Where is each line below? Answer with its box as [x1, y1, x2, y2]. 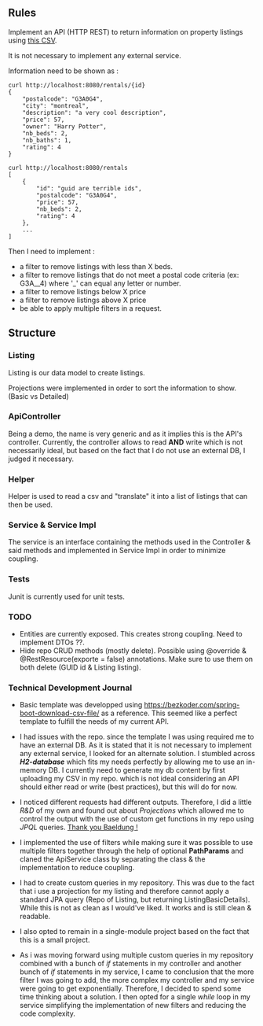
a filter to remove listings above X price [19, 295, 147, 304]
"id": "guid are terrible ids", [36, 184, 143, 192]
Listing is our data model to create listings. [8, 367, 145, 377]
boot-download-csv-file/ [19, 708, 100, 718]
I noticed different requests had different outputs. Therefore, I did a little [19, 798, 253, 807]
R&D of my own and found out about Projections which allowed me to [19, 806, 245, 815]
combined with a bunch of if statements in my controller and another [19, 959, 242, 969]
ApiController [8, 411, 61, 422]
